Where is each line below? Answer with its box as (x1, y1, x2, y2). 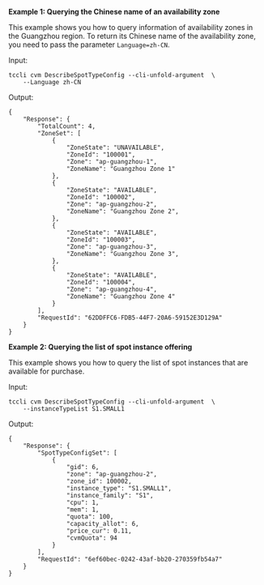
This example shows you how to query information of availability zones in (8, 23, 253, 32)
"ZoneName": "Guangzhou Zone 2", (66, 207, 180, 216)
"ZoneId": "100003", (66, 236, 136, 244)
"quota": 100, (66, 513, 114, 521)
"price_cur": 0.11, (66, 527, 132, 535)
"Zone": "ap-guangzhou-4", (66, 285, 158, 293)
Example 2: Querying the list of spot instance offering (8, 342, 193, 352)
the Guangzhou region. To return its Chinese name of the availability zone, (8, 32, 257, 41)
